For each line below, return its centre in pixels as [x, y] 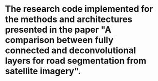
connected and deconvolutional [70, 51]
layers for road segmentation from [76, 61]
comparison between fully [59, 40]
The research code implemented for [79, 9]
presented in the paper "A [58, 30]
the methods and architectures [69, 19]
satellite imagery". [43, 71]
